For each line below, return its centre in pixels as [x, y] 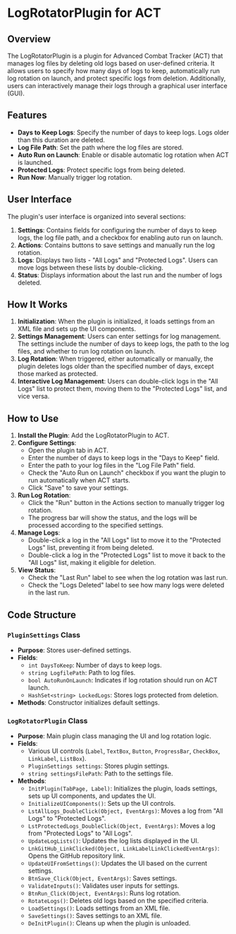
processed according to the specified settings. [96, 525]
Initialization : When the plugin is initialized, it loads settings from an [116, 321]
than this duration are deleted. [61, 139]
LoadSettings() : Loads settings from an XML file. [99, 908]
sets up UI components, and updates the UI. [92, 796]
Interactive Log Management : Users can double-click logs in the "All [118, 381]
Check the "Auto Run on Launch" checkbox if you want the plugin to [127, 473]
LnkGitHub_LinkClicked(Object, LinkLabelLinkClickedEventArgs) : [124, 848]
